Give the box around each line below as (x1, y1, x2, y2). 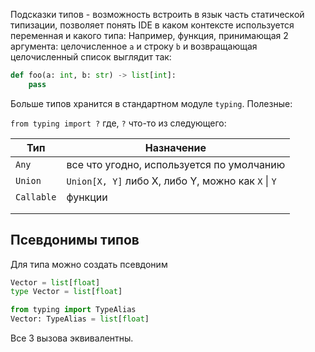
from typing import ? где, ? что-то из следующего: (10, 117, 227, 129)
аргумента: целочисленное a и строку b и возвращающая (10, 40, 258, 52)
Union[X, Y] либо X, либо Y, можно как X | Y (66, 174, 277, 188)
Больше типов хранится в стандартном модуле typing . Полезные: (10, 97, 293, 109)
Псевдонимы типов (10, 232, 140, 249)
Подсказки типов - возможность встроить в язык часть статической (10, 9, 305, 20)
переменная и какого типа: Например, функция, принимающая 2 (10, 30, 289, 41)
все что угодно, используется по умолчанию (66, 157, 286, 171)
